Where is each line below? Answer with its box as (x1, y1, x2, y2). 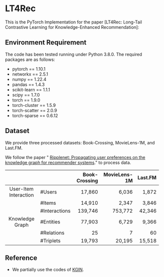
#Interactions (40, 207, 71, 214)
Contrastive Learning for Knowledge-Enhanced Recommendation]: (5, 24, 139, 30)
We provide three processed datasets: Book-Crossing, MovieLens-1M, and (5, 139, 155, 145)
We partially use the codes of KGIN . (12, 267, 84, 273)
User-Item (9, 185, 34, 192)
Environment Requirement (5, 39, 87, 47)
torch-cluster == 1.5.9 (12, 102, 56, 108)
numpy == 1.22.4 (12, 76, 47, 82)
